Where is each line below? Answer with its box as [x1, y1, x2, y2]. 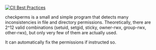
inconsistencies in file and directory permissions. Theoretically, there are [5, 20, 151, 25]
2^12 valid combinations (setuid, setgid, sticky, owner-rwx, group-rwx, [5, 25, 146, 30]
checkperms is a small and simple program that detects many [5, 14, 129, 20]
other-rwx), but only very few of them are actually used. [5, 30, 117, 35]
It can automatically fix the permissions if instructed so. [5, 39, 117, 45]
